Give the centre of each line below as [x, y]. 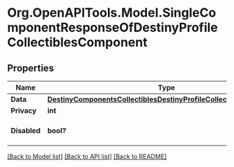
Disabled [26, 130]
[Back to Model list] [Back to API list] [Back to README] [87, 157]
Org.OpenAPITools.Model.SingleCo [112, 13]
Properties [31, 68]
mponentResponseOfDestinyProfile [112, 27]
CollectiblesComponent [77, 42]
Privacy [24, 111]
